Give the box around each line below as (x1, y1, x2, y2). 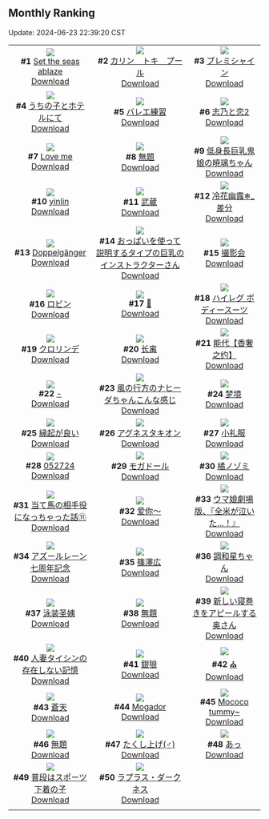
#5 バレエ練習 (113, 106, 167, 117)
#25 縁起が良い (21, 428, 80, 439)
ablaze (37, 66, 63, 77)
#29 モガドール (110, 460, 170, 472)
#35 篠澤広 (118, 556, 162, 568)
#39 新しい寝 (195, 596, 246, 607)
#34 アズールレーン (13, 550, 87, 561)
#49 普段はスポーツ (13, 772, 88, 783)
